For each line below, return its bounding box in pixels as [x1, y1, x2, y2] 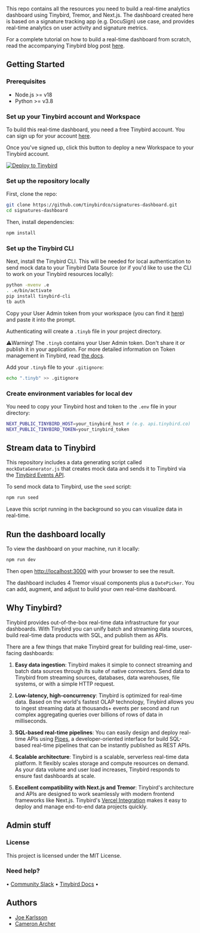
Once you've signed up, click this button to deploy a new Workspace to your [6, 144, 194, 151]
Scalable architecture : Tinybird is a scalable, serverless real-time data [14, 753, 189, 760]
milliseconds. [14, 717, 48, 724]
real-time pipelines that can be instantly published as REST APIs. [32, 741, 191, 749]
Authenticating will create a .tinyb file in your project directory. [6, 328, 162, 335]
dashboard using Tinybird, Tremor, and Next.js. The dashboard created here [6, 11, 194, 19]
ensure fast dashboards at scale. [14, 772, 96, 779]
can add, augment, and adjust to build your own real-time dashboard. [6, 586, 177, 592]
